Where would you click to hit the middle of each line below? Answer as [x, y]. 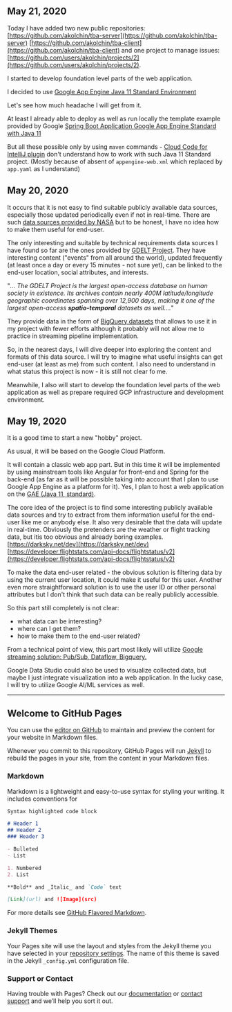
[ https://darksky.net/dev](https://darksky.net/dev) [78, 544]
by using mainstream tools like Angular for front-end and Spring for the [108, 472]
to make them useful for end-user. [56, 229]
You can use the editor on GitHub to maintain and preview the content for [111, 730]
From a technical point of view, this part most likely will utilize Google [105, 650]
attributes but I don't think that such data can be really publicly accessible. [113, 594]
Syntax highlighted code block [52, 811]
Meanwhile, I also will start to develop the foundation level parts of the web [114, 384]
